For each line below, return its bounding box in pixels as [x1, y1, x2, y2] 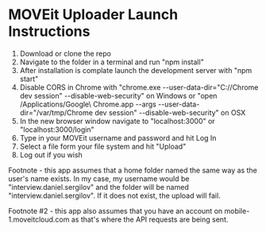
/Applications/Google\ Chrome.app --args [19, 99, 156, 109]
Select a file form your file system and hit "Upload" [19, 141, 187, 151]
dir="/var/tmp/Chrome [19, 107, 94, 117]
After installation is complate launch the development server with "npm [19, 65, 253, 75]
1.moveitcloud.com [8, 215, 70, 224]
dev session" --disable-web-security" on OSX [94, 107, 246, 117]
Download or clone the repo [19, 48, 111, 58]
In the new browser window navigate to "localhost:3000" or [19, 116, 216, 126]
